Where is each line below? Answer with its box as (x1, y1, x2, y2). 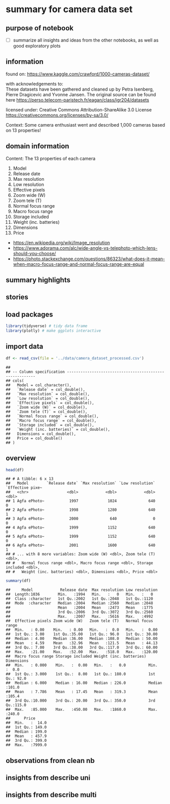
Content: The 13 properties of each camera (6, 155, 96, 162)
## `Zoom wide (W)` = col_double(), (6, 405, 88, 410)
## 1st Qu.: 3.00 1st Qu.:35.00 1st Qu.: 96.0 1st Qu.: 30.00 (6, 632, 158, 637)
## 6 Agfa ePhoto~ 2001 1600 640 (6, 543, 156, 548)
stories (6, 293, 28, 302)
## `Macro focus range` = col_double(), (6, 418, 97, 423)
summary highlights (6, 276, 70, 285)
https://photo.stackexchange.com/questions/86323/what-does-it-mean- (13, 256, 165, 262)
